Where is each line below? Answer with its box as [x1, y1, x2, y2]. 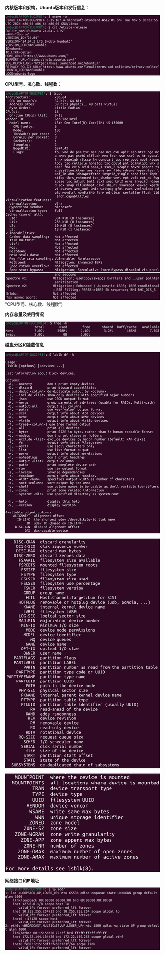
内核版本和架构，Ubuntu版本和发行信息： [5, 5, 90, 10]
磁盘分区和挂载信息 [5, 342, 44, 348]
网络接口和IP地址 [5, 878, 40, 884]
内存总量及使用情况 [5, 311, 44, 317]
